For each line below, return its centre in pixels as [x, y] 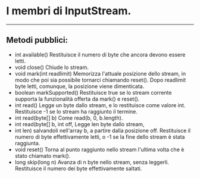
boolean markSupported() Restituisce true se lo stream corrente [93, 92]
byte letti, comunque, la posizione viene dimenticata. [79, 86]
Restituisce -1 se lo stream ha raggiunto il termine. [76, 111]
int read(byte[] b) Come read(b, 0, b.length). [69, 118]
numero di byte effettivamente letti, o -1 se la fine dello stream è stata [100, 137]
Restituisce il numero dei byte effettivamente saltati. [78, 168]
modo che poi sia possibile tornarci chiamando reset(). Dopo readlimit [100, 80]
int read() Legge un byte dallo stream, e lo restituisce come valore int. [100, 105]
